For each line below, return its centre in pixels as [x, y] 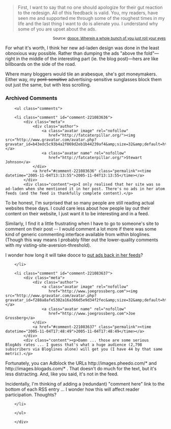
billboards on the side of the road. [41, 64]
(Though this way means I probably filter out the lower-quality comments [82, 240]
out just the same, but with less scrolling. [48, 85]
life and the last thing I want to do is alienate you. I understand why [88, 23]
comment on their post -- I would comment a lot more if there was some [81, 229]
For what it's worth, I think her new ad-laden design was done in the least [82, 48]
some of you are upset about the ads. [57, 29]
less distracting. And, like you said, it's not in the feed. [62, 374]
